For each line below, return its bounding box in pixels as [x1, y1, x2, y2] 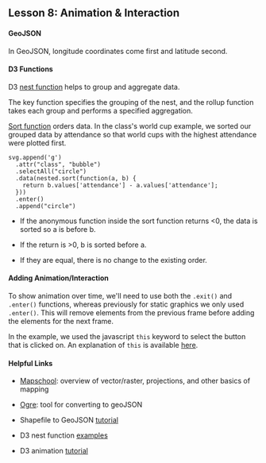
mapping [19, 384, 49, 394]
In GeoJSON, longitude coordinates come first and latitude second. [8, 46, 228, 56]
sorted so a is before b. [19, 224, 97, 233]
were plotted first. [8, 138, 67, 148]
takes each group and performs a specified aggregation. [8, 106, 193, 115]
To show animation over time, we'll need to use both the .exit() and [8, 291, 233, 300]
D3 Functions [8, 64, 53, 74]
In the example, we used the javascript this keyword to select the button [8, 332, 246, 341]
